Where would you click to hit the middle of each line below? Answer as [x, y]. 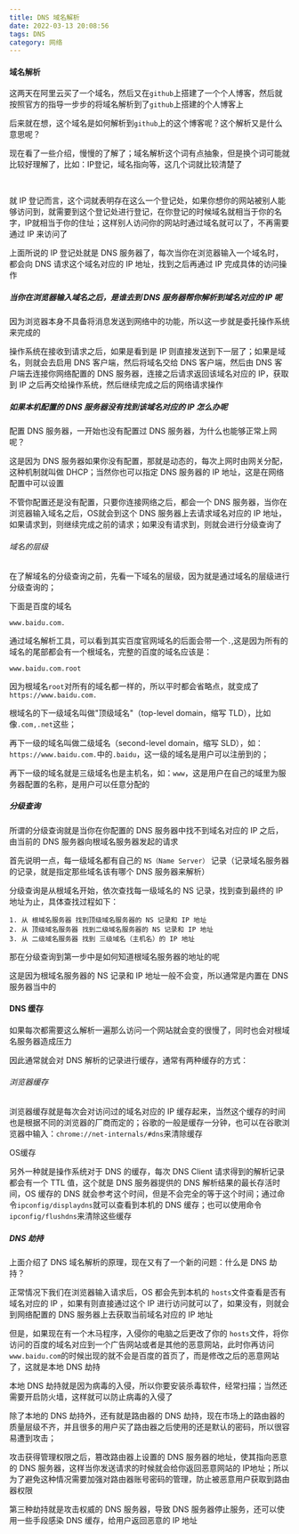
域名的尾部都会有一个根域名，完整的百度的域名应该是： [110, 652]
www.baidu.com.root [45, 669]
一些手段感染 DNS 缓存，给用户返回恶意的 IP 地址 [107, 1520]
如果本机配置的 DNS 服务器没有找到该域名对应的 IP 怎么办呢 [119, 407]
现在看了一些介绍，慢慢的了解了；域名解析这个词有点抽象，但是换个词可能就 [149, 153]
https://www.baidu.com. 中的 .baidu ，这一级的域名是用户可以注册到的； [139, 754]
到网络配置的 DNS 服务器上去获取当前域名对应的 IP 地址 [111, 1314]
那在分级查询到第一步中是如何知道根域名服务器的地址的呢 [114, 956]
